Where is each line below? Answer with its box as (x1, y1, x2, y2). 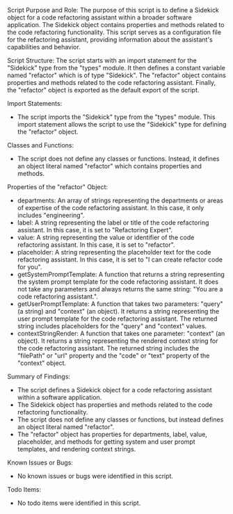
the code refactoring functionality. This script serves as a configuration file (7, 28, 221, 36)
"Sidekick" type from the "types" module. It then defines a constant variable (7, 64, 226, 72)
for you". (17, 263, 42, 271)
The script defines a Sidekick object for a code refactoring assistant (17, 386, 212, 394)
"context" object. (17, 359, 67, 367)
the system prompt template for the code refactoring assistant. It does (17, 278, 219, 286)
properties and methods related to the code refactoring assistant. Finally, (7, 79, 216, 86)
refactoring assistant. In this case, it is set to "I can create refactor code (17, 255, 223, 264)
